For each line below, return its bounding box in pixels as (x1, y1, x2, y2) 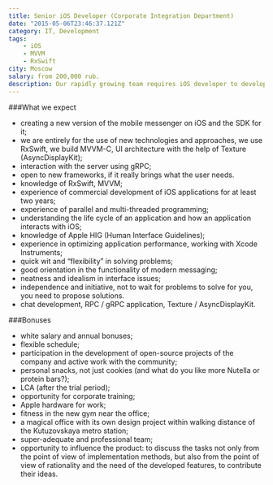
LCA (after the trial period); (19, 383, 110, 392)
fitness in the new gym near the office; (19, 408, 150, 418)
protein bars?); (19, 374, 70, 383)
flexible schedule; (19, 339, 80, 349)
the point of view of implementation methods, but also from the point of (19, 452, 260, 461)
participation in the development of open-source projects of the (19, 348, 234, 357)
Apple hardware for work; (19, 400, 106, 409)
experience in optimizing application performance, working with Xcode (19, 239, 258, 249)
